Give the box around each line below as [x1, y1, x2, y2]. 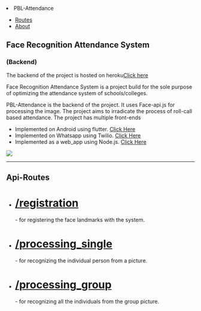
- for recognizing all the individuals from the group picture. [14, 298, 160, 305]
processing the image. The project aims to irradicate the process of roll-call [6, 107, 193, 114]
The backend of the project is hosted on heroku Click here [6, 71, 148, 78]
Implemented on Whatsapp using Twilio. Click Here [14, 132, 141, 139]
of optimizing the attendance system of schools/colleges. [6, 89, 148, 96]
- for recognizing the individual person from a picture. [14, 256, 148, 264]
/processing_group [14, 278, 112, 292]
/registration [14, 197, 79, 210]
